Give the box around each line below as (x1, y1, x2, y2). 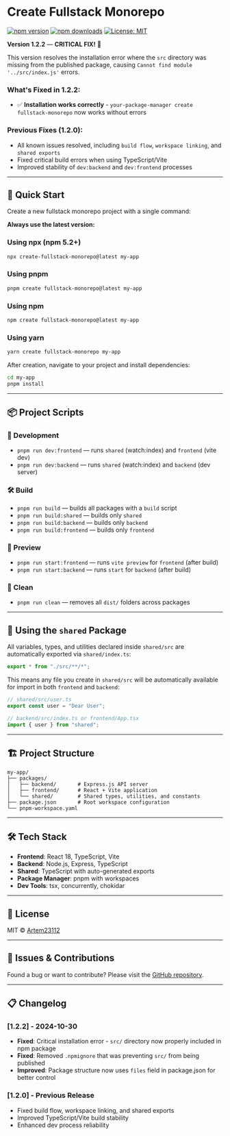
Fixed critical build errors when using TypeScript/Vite (16, 156, 168, 164)
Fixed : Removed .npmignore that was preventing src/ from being (16, 1052, 200, 1060)
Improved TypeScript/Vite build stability (16, 1113, 129, 1122)
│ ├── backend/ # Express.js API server (7, 781, 149, 788)
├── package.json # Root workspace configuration (7, 799, 170, 806)
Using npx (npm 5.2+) (7, 238, 81, 247)
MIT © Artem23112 (7, 926, 60, 934)
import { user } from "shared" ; (7, 721, 99, 728)
